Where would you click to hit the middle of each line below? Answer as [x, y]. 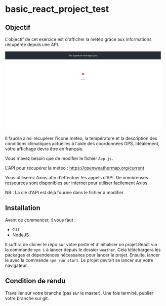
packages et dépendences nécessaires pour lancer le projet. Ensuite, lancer [83, 255]
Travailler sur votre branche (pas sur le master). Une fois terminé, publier [79, 293]
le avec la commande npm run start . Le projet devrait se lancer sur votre [79, 260]
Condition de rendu [35, 281]
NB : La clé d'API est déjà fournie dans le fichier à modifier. [65, 192]
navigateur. [17, 265]
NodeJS [21, 235]
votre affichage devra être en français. [44, 149]
